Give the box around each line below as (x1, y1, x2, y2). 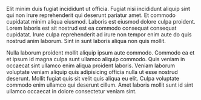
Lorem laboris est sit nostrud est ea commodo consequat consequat (6, 24, 177, 32)
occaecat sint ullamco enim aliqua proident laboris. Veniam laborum (6, 62, 176, 69)
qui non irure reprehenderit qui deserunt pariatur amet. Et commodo (6, 12, 176, 19)
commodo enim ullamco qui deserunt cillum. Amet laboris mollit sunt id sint (6, 81, 194, 88)
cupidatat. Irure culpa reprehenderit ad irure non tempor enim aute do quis (6, 31, 192, 38)
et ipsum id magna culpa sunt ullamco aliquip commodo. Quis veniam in (6, 56, 185, 62)
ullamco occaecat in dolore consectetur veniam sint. (6, 88, 137, 95)
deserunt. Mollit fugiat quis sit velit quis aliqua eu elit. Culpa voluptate (6, 75, 180, 82)
